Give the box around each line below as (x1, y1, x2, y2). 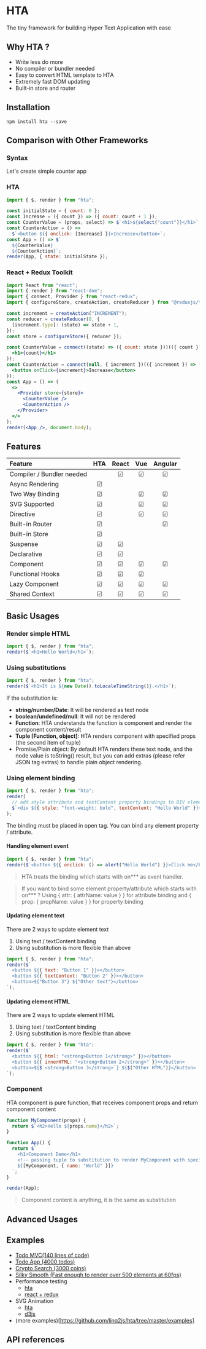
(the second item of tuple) (15, 738, 82, 746)
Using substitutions (6, 663, 66, 672)
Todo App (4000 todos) (15, 1258, 75, 1265)
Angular (153, 459, 178, 468)
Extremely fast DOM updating (15, 77, 90, 85)
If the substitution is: (6, 694, 58, 702)
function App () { (6, 1140, 51, 1146)
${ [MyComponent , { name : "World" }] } (17, 1163, 114, 1169)
